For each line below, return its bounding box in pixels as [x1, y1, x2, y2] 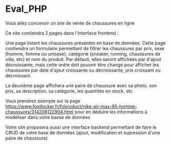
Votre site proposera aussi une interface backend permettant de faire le [5, 124, 157, 130]
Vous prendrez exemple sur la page [5, 98, 81, 104]
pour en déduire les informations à [74, 109, 147, 115]
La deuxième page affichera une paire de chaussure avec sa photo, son [5, 82, 157, 89]
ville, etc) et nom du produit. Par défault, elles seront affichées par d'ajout [5, 56, 162, 62]
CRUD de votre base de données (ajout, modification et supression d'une [5, 129, 160, 136]
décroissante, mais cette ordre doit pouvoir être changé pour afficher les [5, 61, 159, 68]
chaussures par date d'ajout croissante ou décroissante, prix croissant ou [5, 67, 161, 73]
